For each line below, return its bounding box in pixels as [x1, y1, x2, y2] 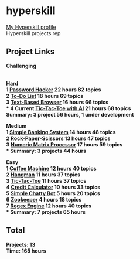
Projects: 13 [6, 241, 36, 248]
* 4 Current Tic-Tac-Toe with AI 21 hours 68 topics [6, 104, 131, 112]
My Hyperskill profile [6, 23, 57, 30]
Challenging [6, 62, 37, 69]
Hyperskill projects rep [6, 29, 61, 36]
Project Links [6, 47, 55, 57]
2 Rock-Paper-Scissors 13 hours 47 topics [6, 135, 111, 142]
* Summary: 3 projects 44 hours [6, 147, 87, 154]
